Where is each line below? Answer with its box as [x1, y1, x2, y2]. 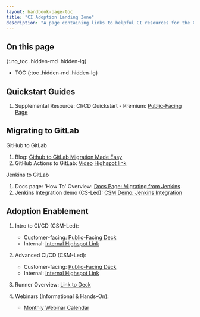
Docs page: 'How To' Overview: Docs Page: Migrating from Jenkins [14, 182, 180, 189]
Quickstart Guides [6, 86, 76, 97]
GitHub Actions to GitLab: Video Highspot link [14, 159, 127, 167]
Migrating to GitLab [6, 126, 79, 136]
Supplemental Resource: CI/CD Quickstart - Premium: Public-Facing [14, 102, 182, 109]
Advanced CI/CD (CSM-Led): [14, 251, 87, 259]
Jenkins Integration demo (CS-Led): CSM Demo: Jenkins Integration [14, 189, 183, 196]
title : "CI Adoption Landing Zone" [6, 14, 95, 20]
